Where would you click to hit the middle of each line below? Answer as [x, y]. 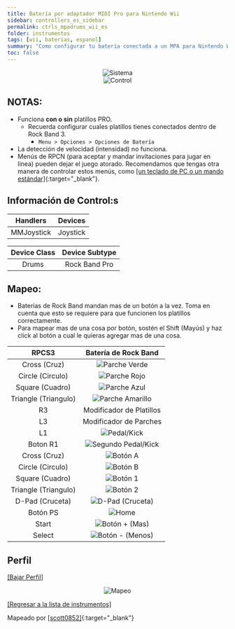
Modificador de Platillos [122, 410]
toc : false [23, 53]
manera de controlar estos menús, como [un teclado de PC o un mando [120, 171]
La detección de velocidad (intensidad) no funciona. [92, 148]
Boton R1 [43, 444]
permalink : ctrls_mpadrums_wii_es [58, 27]
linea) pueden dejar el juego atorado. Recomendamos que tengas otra [118, 164]
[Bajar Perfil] [26, 577]
